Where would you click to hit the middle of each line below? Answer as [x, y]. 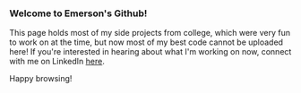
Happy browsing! [41, 79]
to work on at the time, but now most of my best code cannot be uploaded [146, 42]
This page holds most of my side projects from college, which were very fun [150, 33]
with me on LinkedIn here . [57, 62]
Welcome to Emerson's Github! [78, 13]
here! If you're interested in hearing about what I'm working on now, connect [150, 52]
